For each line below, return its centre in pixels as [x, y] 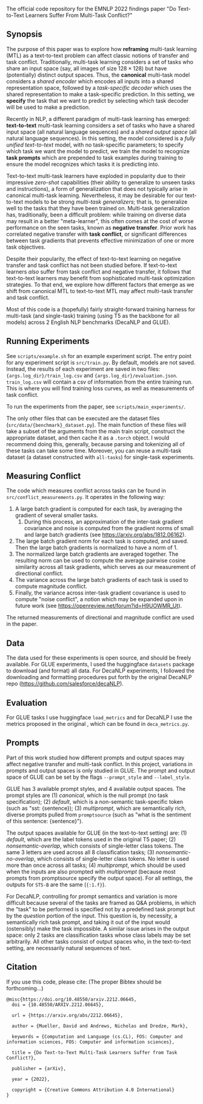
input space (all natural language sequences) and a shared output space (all [101, 132]
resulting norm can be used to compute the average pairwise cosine [100, 561]
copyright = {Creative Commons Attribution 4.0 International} [93, 1090]
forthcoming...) [25, 988]
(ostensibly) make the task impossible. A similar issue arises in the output [98, 928]
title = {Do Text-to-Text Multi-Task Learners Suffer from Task [95, 1052]
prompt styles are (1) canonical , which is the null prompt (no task [87, 795]
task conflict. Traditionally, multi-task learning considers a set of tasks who [100, 62]
